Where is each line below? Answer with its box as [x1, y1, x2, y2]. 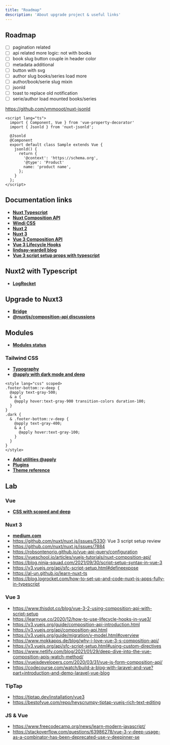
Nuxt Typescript [12, 209, 48, 215]
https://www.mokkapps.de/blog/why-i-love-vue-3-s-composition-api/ [12, 637, 159, 643]
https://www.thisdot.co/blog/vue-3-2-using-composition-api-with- [12, 605, 152, 611]
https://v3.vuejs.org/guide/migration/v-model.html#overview [12, 632, 139, 638]
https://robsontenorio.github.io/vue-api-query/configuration [12, 549, 138, 555]
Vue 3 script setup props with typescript [12, 252, 100, 258]
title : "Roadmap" [5, 7, 42, 13]
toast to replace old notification [12, 90, 78, 96]
